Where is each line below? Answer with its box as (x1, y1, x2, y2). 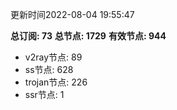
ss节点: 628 (24, 64, 74, 75)
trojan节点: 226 (24, 76, 88, 88)
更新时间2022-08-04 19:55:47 (10, 9, 135, 20)
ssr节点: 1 (24, 89, 65, 100)
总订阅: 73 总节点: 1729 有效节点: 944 (10, 30, 167, 42)
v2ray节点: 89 (24, 51, 83, 63)
